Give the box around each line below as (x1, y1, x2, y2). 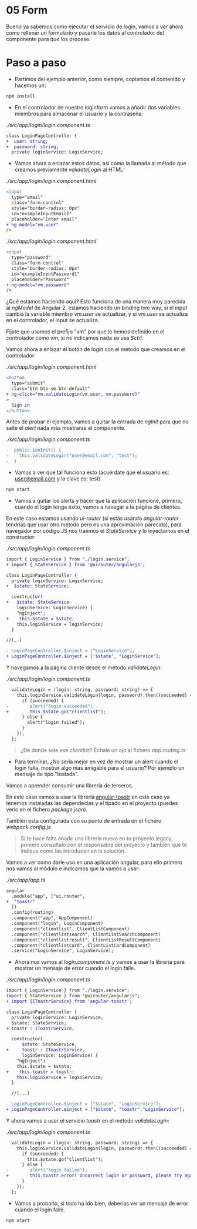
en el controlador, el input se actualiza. (6, 317, 100, 324)
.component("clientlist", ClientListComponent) (11, 926, 130, 932)
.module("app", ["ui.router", (11, 893, 85, 899)
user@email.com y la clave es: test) (14, 475, 101, 482)
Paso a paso (6, 56, 66, 69)
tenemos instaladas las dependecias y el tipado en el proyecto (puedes (6, 799, 178, 806)
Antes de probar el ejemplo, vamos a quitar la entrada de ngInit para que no (6, 418, 189, 425)
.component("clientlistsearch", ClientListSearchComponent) (11, 931, 161, 937)
